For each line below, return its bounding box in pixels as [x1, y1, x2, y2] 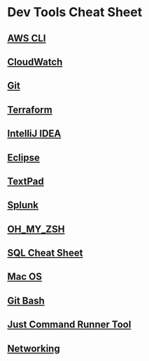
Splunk [7, 199, 39, 211]
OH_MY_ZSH [7, 223, 65, 235]
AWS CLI [7, 32, 46, 44]
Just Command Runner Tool [7, 319, 132, 331]
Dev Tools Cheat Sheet [7, 4, 143, 20]
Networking [7, 342, 61, 355]
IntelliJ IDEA [7, 128, 62, 140]
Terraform [7, 103, 52, 116]
